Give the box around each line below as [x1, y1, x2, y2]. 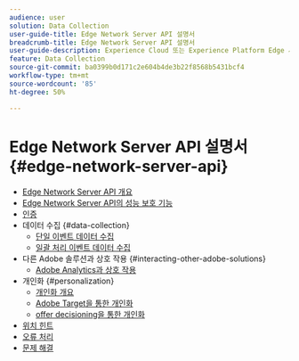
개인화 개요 [35, 287, 74, 298]
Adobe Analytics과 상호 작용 [35, 265, 136, 275]
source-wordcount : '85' [9, 79, 98, 88]
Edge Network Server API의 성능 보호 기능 [21, 198, 174, 209]
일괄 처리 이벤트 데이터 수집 [35, 242, 131, 253]
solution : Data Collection [9, 21, 109, 30]
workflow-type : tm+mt [9, 71, 90, 80]
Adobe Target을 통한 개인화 [35, 298, 133, 308]
